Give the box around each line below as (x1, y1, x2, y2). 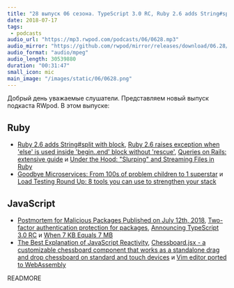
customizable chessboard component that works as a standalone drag (17, 245, 220, 254)
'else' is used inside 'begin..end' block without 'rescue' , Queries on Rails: (17, 148, 227, 156)
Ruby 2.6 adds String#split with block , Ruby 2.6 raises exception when (17, 140, 220, 149)
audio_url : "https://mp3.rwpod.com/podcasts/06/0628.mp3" (7, 36, 179, 43)
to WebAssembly (17, 261, 66, 268)
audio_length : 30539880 (7, 56, 77, 63)
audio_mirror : (7, 43, 49, 50)
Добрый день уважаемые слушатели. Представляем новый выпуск (7, 94, 209, 103)
